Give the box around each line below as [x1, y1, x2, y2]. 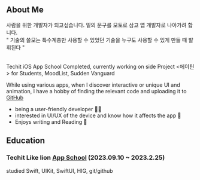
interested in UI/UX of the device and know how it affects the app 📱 [14, 112, 181, 119]
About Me [6, 5, 44, 15]
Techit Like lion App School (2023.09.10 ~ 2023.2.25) [6, 154, 165, 162]
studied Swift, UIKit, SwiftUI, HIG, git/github [6, 167, 113, 174]
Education [6, 136, 46, 146]
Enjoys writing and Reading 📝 [14, 118, 87, 125]
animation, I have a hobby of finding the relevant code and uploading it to [6, 87, 187, 94]
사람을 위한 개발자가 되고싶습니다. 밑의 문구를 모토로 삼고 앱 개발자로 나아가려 [6, 21, 187, 29]
